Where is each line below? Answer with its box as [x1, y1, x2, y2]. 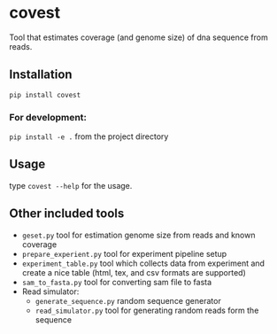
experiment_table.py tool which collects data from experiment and [21, 258, 265, 268]
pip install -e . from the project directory [9, 131, 169, 142]
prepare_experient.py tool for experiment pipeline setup [21, 248, 227, 259]
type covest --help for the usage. [9, 180, 133, 190]
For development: [9, 111, 87, 123]
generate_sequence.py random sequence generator [35, 295, 221, 306]
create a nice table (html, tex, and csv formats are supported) [21, 267, 246, 277]
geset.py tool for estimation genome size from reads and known [21, 229, 256, 240]
